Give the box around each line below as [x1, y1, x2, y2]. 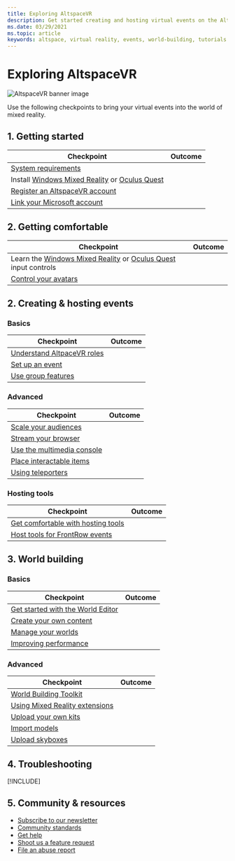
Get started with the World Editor [10, 604, 119, 614]
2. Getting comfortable [7, 221, 108, 233]
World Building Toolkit [10, 689, 83, 699]
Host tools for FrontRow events [10, 529, 113, 539]
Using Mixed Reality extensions [10, 700, 114, 710]
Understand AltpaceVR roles [10, 348, 104, 358]
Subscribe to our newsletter [17, 816, 98, 824]
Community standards [17, 823, 82, 832]
